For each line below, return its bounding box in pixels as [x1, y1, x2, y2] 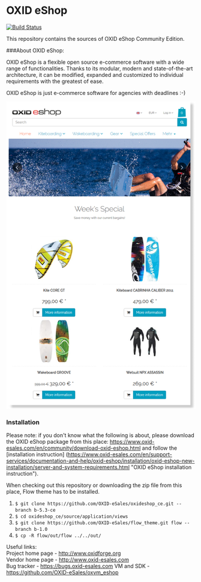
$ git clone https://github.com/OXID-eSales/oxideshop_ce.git [14, 501, 174, 507]
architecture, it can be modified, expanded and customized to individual [6, 71, 184, 78]
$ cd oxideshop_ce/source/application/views [14, 513, 128, 520]
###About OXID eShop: [6, 46, 65, 54]
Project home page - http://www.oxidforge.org [6, 550, 121, 557]
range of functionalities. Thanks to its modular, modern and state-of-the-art [6, 64, 193, 72]
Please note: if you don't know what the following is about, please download [6, 432, 194, 439]
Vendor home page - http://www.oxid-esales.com [6, 556, 129, 563]
